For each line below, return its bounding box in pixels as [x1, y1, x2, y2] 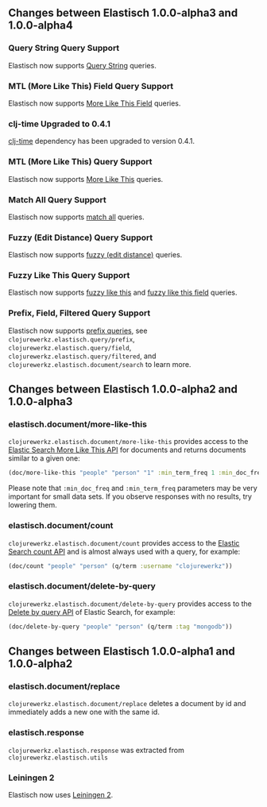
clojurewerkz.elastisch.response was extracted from [8, 745, 184, 755]
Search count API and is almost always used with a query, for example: [8, 546, 241, 556]
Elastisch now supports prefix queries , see [8, 326, 148, 335]
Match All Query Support [8, 194, 107, 205]
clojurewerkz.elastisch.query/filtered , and [8, 351, 157, 361]
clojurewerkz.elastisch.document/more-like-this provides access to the [8, 437, 249, 446]
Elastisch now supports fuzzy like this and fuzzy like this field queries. [8, 288, 238, 297]
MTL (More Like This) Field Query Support [8, 80, 173, 91]
